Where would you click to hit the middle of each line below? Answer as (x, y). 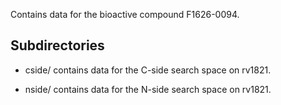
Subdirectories (57, 45)
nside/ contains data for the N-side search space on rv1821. (148, 89)
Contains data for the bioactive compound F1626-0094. (125, 14)
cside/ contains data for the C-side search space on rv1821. (148, 70)
